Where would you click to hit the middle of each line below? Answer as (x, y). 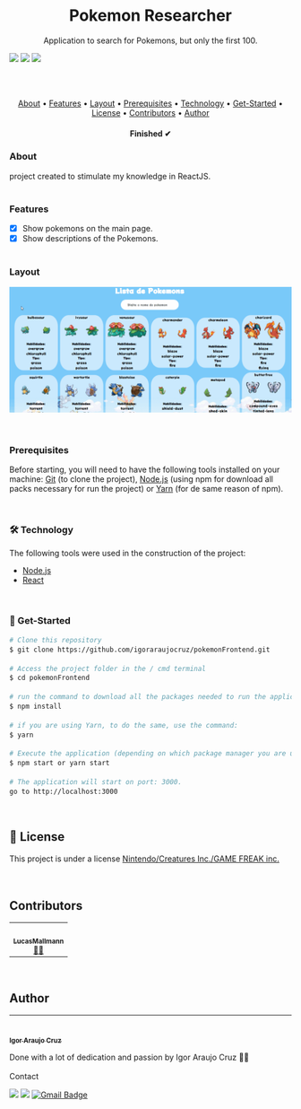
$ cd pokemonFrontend (50, 678)
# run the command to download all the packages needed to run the (138, 697)
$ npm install (36, 706)
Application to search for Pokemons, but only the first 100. (150, 40)
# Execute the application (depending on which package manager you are (148, 754)
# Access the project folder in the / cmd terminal (107, 668)
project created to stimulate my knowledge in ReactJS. (110, 176)
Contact (24, 1077)
